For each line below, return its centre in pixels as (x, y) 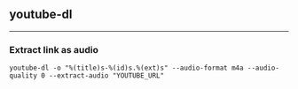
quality (24, 76)
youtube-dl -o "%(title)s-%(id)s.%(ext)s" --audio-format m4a (126, 68)
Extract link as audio (54, 49)
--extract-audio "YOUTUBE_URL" (106, 76)
